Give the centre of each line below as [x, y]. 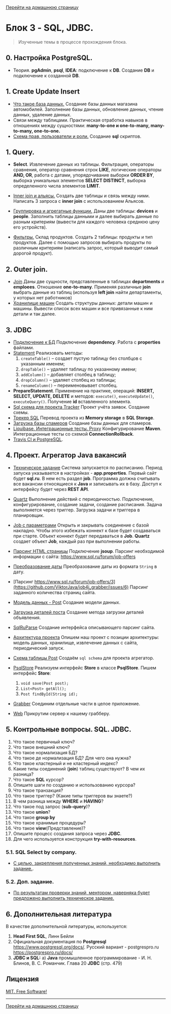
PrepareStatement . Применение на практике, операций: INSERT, [83, 391]
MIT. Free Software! [26, 991]
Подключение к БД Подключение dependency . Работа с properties [87, 342]
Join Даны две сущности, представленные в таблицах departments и [89, 282]
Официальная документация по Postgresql [60, 942]
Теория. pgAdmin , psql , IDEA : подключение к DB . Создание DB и [83, 70]
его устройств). [30, 227]
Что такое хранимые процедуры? [49, 822]
